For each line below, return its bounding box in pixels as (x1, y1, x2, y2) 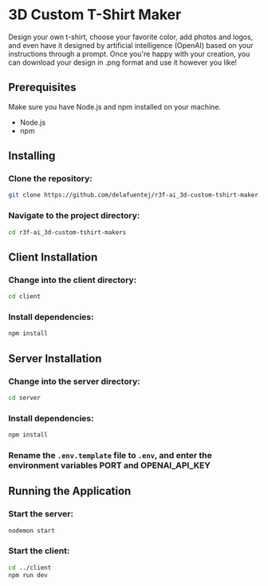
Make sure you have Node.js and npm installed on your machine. (8, 102, 222, 111)
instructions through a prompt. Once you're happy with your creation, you (8, 49, 250, 58)
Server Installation (8, 352, 102, 365)
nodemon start (8, 526, 56, 535)
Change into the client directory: (8, 274, 137, 285)
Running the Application (8, 484, 132, 498)
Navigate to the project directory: (8, 210, 140, 221)
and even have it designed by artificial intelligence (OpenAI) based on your (8, 40, 254, 50)
